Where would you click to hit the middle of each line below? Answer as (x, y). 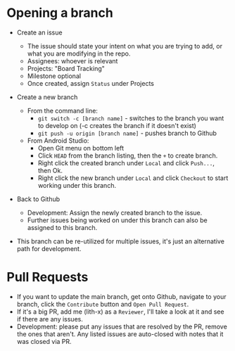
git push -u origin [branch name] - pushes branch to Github (127, 133)
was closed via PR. (44, 341)
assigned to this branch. (62, 227)
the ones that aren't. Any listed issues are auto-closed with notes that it (120, 334)
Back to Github (38, 199)
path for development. (49, 248)
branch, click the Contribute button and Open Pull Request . (103, 304)
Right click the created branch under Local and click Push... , (126, 162)
